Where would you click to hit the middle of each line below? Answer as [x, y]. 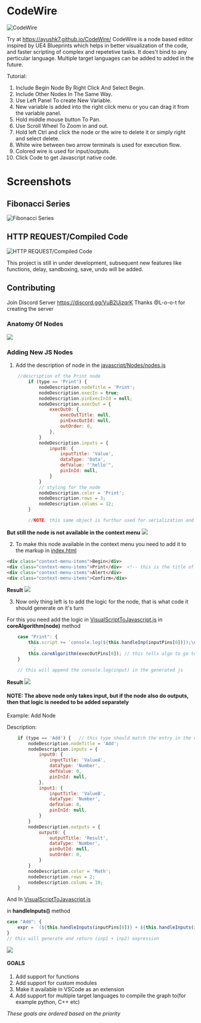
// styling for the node [69, 487]
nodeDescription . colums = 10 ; [66, 883]
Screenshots [39, 182]
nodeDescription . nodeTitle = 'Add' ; [74, 743]
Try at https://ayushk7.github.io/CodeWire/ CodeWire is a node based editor [100, 39]
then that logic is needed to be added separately [68, 702]
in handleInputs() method [38, 911]
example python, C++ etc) [47, 1002]
